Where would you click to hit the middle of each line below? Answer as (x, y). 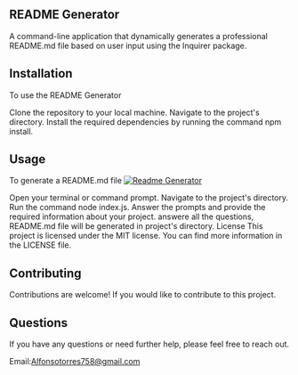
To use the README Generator (65, 95)
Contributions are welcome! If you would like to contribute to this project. (143, 295)
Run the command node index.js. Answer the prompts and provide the (137, 208)
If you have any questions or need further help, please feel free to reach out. (149, 344)
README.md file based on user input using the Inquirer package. (128, 45)
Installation (41, 73)
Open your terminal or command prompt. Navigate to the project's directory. (149, 198)
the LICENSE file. (40, 245)
